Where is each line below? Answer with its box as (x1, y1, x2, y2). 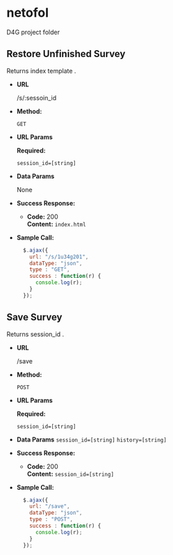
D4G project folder (6, 28, 60, 36)
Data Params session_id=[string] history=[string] (16, 435, 167, 444)
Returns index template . (6, 66, 76, 75)
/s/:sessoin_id (16, 93, 57, 102)
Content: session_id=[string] (26, 469, 115, 478)
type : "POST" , (29, 516, 74, 523)
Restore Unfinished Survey (6, 48, 126, 60)
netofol (6, 5, 49, 21)
